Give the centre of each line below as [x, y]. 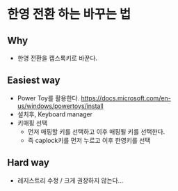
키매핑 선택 [32, 123]
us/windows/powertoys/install [60, 106]
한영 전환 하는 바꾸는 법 [69, 14]
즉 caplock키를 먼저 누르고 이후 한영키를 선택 [89, 140]
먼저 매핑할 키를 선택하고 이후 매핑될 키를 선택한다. [96, 131]
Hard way [29, 163]
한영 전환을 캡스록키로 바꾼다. [57, 58]
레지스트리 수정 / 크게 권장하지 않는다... [70, 180]
